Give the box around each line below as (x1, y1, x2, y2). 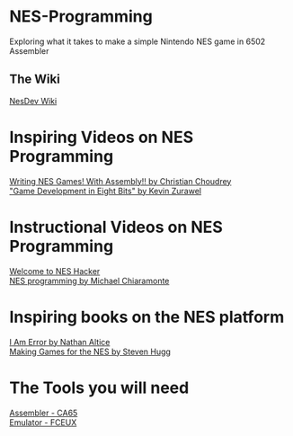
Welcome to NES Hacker (9, 265, 101, 276)
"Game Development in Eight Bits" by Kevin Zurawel (9, 185, 202, 196)
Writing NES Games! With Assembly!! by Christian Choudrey (9, 175, 232, 186)
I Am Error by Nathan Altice (9, 336, 111, 347)
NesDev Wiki (9, 95, 58, 106)
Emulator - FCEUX (9, 416, 77, 428)
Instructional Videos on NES (9, 217, 223, 237)
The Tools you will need (9, 378, 190, 397)
